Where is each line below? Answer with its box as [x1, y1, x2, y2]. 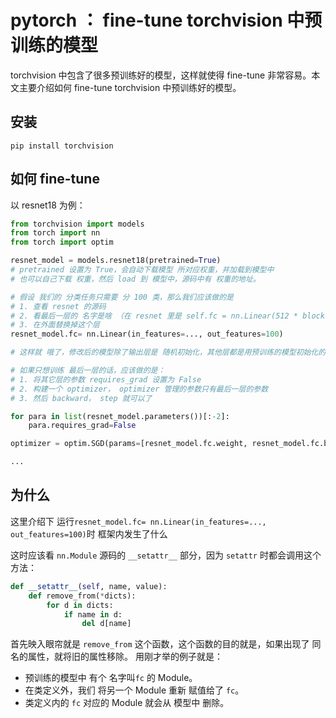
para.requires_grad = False [28, 421, 137, 431]
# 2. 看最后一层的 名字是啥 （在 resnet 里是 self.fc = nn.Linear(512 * [10, 311, 298, 321]
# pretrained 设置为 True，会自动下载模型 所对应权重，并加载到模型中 [10, 265, 275, 275]
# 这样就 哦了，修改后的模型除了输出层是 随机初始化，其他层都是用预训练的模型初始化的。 [10, 347, 334, 358]
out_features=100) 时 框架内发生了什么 [10, 527, 168, 540]
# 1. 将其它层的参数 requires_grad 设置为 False [10, 374, 202, 385]
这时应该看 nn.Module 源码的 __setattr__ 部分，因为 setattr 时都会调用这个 [10, 549, 322, 561]
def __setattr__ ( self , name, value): [10, 581, 168, 591]
